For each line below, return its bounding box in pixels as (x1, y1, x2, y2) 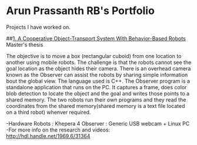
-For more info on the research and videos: (6, 126, 111, 133)
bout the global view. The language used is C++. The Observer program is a (6, 77, 190, 85)
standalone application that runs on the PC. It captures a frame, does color (6, 83, 187, 90)
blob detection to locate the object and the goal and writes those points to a (6, 90, 190, 97)
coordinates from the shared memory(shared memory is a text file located (6, 102, 185, 109)
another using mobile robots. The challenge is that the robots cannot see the (6, 59, 192, 66)
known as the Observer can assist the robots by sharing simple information (6, 71, 188, 78)
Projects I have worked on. (6, 23, 71, 31)
